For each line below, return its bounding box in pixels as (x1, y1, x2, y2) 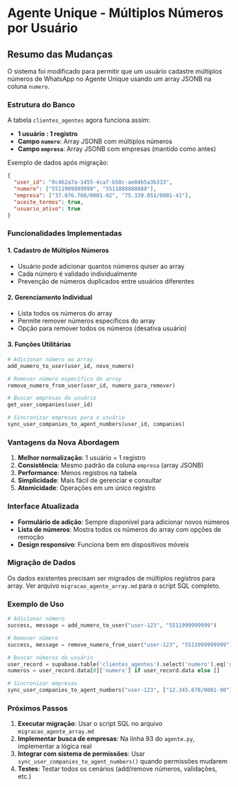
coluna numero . (7, 82, 50, 90)
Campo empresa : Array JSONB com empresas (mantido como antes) (17, 145, 217, 153)
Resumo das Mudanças (7, 48, 113, 60)
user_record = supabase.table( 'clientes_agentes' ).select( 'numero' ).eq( (7, 661, 227, 668)
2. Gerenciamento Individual (7, 293, 93, 302)
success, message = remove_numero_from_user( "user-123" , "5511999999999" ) (7, 641, 233, 648)
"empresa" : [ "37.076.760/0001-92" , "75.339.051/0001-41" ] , (13, 191, 192, 199)
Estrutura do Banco (7, 99, 76, 109)
